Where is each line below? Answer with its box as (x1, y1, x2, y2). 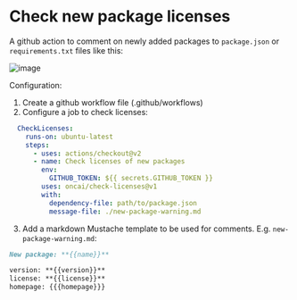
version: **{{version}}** (9, 266, 105, 275)
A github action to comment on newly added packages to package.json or (9, 36, 279, 46)
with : (41, 190, 62, 199)
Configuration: (9, 79, 62, 90)
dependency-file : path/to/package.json (48, 198, 198, 207)
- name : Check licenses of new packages (32, 157, 186, 166)
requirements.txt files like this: (9, 45, 123, 55)
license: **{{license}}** (9, 274, 105, 283)
